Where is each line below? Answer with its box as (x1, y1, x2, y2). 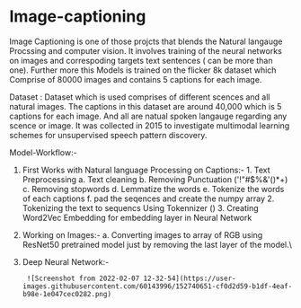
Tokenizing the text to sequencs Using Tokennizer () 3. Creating (22, 202, 259, 213)
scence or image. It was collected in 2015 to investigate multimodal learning (9, 119, 290, 131)
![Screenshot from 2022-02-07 (26, 274, 140, 283)
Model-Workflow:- (9, 146, 78, 158)
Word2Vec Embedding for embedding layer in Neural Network (22, 212, 252, 223)
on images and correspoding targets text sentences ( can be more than (9, 55, 273, 66)
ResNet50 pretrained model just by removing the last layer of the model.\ (22, 239, 292, 250)
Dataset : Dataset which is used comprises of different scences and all (9, 92, 270, 102)
